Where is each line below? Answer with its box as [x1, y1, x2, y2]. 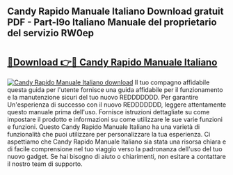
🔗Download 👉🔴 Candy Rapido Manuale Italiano [7, 56, 218, 68]
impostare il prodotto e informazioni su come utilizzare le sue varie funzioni [7, 115, 223, 123]
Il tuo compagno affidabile [134, 78, 210, 86]
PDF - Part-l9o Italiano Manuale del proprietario [7, 17, 217, 29]
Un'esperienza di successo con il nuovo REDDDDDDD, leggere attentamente [7, 100, 227, 109]
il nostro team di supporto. [7, 160, 83, 168]
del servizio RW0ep [7, 27, 94, 39]
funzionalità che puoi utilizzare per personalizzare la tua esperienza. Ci [7, 130, 211, 138]
